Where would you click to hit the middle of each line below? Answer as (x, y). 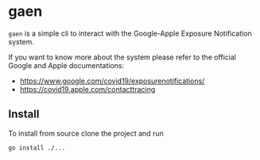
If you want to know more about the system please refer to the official (122, 57)
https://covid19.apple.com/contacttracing (87, 89)
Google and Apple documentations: (66, 65)
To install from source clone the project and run (86, 133)
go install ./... (37, 148)
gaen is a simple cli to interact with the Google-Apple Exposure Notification (130, 33)
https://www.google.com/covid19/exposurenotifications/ (112, 81)
